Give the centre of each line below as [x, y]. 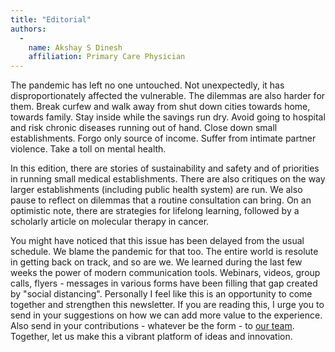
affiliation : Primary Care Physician [107, 57]
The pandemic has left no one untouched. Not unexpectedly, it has [147, 85]
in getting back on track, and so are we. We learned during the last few [156, 262]
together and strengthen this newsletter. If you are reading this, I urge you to [167, 305]
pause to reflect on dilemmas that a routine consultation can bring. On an [161, 200]
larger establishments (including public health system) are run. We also [156, 190]
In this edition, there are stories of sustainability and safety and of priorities [165, 168]
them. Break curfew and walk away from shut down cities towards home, [160, 107]
